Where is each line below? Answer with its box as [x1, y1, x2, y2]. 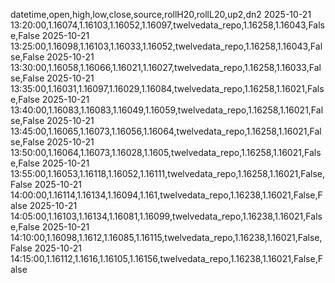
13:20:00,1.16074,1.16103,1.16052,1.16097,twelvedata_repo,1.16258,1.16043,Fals [10, 19, 325, 31]
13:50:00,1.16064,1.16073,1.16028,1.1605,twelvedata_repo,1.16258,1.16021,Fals [10, 147, 322, 158]
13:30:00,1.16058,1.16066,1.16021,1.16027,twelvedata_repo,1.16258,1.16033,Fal [10, 62, 322, 73]
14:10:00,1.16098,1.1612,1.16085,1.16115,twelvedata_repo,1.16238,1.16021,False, [10, 232, 323, 243]
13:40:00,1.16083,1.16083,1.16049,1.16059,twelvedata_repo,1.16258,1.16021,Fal [10, 104, 324, 116]
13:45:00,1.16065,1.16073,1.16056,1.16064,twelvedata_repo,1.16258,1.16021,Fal [10, 125, 322, 137]
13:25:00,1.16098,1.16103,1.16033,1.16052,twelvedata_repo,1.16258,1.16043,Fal [10, 40, 323, 52]
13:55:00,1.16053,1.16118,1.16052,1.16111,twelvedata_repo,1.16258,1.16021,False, [10, 168, 326, 179]
